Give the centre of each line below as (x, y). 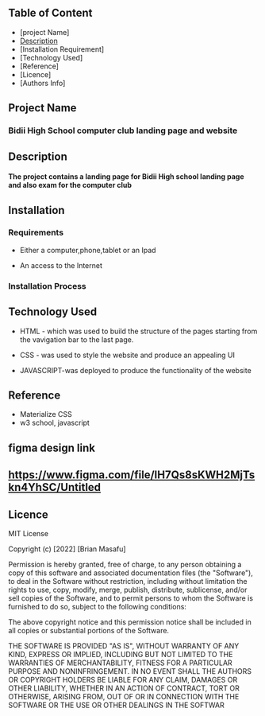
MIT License (29, 533)
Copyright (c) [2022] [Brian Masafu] (67, 549)
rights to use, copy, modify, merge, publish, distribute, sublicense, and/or (128, 590)
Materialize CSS (46, 414)
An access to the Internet (61, 265)
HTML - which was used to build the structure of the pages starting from (138, 331)
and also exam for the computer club (70, 185)
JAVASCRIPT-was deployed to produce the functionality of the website (135, 370)
